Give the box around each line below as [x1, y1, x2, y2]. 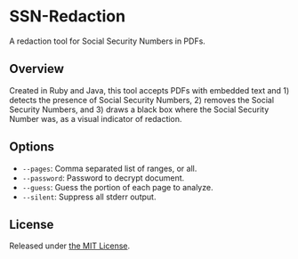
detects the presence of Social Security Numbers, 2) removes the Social [9, 94, 274, 105]
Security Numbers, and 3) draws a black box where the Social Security [9, 104, 270, 115]
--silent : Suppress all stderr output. [21, 191, 157, 202]
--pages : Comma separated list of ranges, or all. [21, 163, 197, 174]
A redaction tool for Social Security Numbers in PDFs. [9, 36, 206, 46]
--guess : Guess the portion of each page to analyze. [21, 182, 213, 192]
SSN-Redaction [9, 6, 126, 27]
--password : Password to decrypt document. [21, 172, 185, 183]
